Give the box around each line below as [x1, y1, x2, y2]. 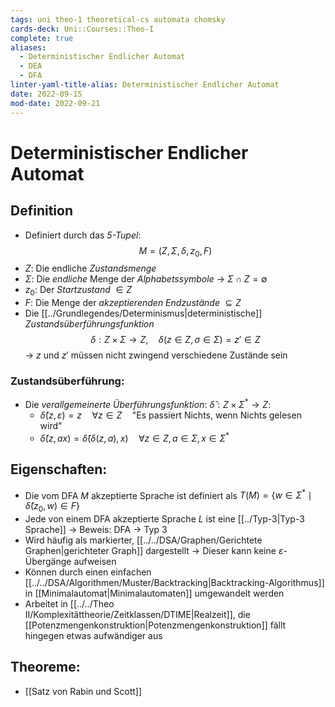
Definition [10, 202, 73, 220]
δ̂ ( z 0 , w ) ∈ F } [24, 500, 80, 514]
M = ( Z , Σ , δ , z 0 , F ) [138, 244, 213, 259]
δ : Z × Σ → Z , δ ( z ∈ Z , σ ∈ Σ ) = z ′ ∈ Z [90, 334, 261, 346]
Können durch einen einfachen [24, 566, 152, 578]
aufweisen [73, 555, 117, 567]
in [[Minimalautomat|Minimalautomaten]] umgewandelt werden [24, 587, 285, 599]
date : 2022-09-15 [10, 89, 83, 99]
